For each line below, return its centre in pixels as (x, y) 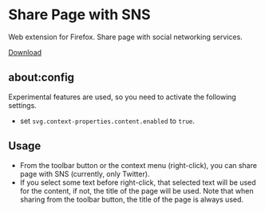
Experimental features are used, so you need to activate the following (123, 97)
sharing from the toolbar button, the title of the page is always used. (132, 199)
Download (25, 52)
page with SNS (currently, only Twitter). (85, 174)
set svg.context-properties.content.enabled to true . (107, 121)
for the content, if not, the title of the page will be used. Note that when (136, 190)
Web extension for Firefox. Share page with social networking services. (126, 37)
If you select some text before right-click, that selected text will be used (138, 182)
